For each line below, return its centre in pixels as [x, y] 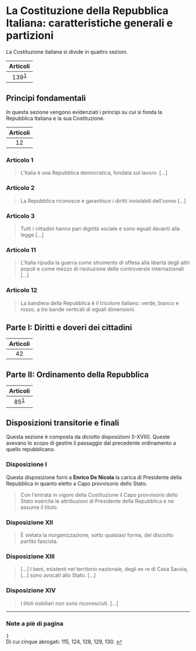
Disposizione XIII [30, 556]
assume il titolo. [39, 507]
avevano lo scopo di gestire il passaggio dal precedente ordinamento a [91, 443]
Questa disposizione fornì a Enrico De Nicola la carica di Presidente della [94, 477]
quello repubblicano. [31, 449]
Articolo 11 [21, 250]
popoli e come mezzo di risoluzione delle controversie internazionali [102, 269]
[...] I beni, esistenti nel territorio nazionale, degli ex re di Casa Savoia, [104, 569]
